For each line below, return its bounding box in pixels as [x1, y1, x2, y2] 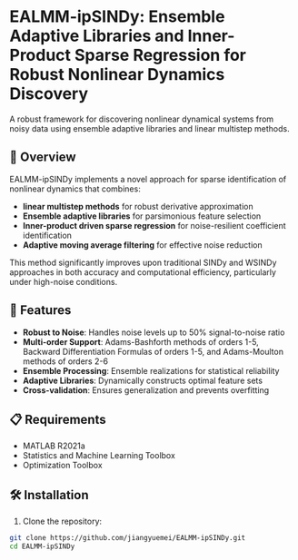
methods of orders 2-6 [22, 356, 109, 367]
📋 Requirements [9, 411, 106, 427]
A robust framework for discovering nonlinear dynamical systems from [9, 113, 274, 124]
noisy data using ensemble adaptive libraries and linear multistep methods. [9, 123, 290, 133]
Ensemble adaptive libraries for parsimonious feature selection [22, 211, 262, 221]
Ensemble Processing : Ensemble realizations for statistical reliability [22, 365, 280, 376]
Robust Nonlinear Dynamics [9, 64, 225, 85]
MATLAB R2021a [22, 440, 86, 451]
